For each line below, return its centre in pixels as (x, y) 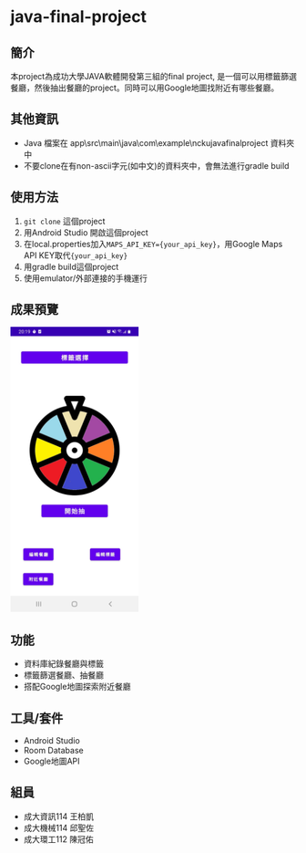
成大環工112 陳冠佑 (58, 839)
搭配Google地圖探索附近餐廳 (77, 687)
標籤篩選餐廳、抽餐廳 (63, 675)
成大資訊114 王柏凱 (59, 816)
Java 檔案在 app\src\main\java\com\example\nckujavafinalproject (146, 142)
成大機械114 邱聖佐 (59, 827)
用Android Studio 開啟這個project (86, 232)
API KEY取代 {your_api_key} (76, 255)
